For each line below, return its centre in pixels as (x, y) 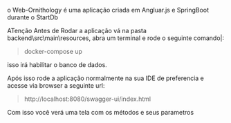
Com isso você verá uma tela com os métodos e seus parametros (101, 112)
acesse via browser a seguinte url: (56, 85)
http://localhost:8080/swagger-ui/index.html (87, 99)
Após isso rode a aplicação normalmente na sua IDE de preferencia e (105, 78)
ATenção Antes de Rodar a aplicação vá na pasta (77, 31)
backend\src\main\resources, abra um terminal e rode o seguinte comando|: (116, 38)
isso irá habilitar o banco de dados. (57, 65)
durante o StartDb (33, 17)
